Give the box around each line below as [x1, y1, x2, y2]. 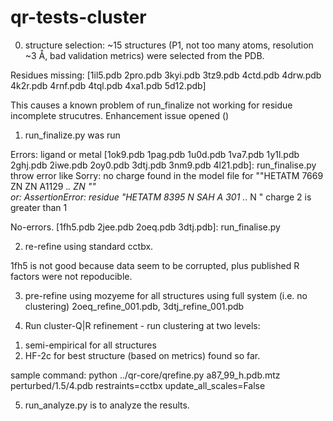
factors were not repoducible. [10, 270, 133, 282]
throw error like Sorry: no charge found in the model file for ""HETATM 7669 [10, 169, 324, 181]
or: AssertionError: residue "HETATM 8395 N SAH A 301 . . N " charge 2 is [10, 191, 312, 203]
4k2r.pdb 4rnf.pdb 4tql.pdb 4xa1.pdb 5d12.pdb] [10, 79, 207, 91]
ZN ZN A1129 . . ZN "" [10, 180, 97, 192]
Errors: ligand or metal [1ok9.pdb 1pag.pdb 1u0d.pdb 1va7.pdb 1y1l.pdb [10, 148, 300, 160]
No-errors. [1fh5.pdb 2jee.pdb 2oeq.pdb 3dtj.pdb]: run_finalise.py [10, 221, 281, 233]
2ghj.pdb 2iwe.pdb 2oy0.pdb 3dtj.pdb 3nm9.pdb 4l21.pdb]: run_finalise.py [10, 159, 317, 171]
